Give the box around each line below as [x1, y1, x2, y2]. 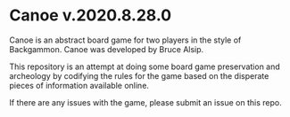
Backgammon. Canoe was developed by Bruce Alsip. [9, 43, 204, 54]
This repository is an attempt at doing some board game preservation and [9, 61, 281, 72]
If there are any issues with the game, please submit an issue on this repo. [9, 97, 283, 107]
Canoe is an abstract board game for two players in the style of [9, 35, 242, 45]
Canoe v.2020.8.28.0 [9, 5, 172, 26]
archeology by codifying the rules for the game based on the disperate [9, 70, 269, 81]
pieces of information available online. [9, 80, 150, 90]
